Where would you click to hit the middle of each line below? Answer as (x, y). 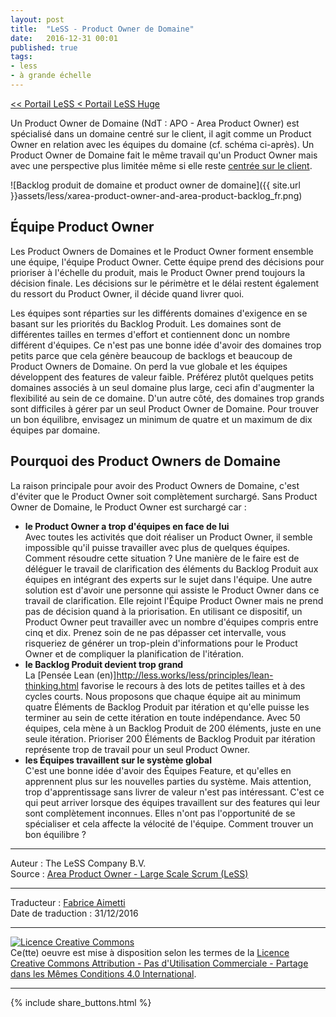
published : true (44, 47)
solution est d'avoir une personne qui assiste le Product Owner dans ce (172, 590)
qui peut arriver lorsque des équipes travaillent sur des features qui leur (172, 802)
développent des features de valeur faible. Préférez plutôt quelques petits (162, 377)
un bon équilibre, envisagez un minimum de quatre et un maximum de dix (161, 419)
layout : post (37, 19)
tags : (21, 57)
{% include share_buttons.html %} (81, 1002)
